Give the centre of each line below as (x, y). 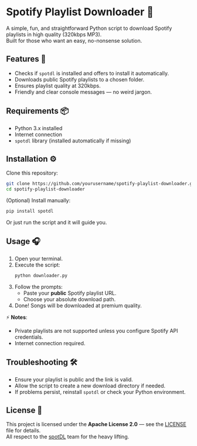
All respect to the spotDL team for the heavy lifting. (68, 437)
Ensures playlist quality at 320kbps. (57, 86)
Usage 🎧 (23, 242)
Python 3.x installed (38, 128)
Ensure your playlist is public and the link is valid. (74, 379)
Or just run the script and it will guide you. (57, 222)
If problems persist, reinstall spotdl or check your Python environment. (100, 391)
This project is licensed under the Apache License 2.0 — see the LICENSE (96, 424)
